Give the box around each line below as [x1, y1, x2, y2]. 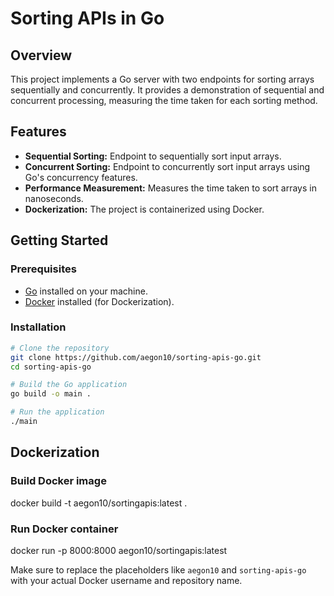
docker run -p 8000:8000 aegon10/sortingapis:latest [10, 544, 228, 556]
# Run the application [10, 407, 105, 417]
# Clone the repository [10, 343, 110, 353]
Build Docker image [10, 474, 107, 488]
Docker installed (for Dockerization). [24, 295, 175, 307]
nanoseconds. [24, 192, 84, 204]
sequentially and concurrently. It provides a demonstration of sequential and [10, 84, 325, 96]
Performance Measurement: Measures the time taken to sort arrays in [24, 182, 317, 194]
